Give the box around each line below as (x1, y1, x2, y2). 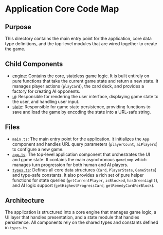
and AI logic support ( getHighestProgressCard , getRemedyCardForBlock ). (12, 182, 155, 188)
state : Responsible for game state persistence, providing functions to (12, 103, 151, 110)
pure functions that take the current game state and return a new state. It (12, 78, 159, 84)
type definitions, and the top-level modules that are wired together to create (5, 41, 157, 47)
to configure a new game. (12, 146, 64, 152)
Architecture (5, 197, 45, 205)
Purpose (5, 23, 32, 31)
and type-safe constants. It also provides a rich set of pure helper (12, 172, 144, 178)
